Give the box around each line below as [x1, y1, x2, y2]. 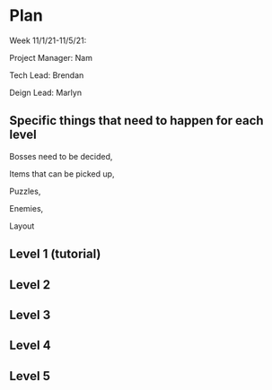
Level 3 [9, 307, 51, 323]
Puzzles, [9, 186, 41, 196]
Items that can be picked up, [9, 168, 115, 179]
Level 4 [9, 338, 51, 353]
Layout [9, 221, 35, 231]
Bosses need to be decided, [9, 151, 113, 161]
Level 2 [9, 277, 51, 292]
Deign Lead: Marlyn [9, 87, 83, 98]
